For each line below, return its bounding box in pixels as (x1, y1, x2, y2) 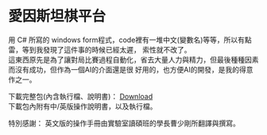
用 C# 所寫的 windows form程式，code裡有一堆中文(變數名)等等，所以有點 (8, 35, 252, 44)
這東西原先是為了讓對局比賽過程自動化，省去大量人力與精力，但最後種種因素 (8, 55, 259, 64)
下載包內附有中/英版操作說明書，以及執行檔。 (8, 101, 157, 111)
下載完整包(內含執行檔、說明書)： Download (8, 91, 153, 101)
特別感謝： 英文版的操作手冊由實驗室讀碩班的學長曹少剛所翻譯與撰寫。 (8, 118, 240, 128)
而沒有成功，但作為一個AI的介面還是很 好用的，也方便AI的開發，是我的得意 (8, 64, 253, 74)
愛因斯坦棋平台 (8, 7, 106, 25)
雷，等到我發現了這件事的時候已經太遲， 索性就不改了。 (8, 44, 192, 54)
